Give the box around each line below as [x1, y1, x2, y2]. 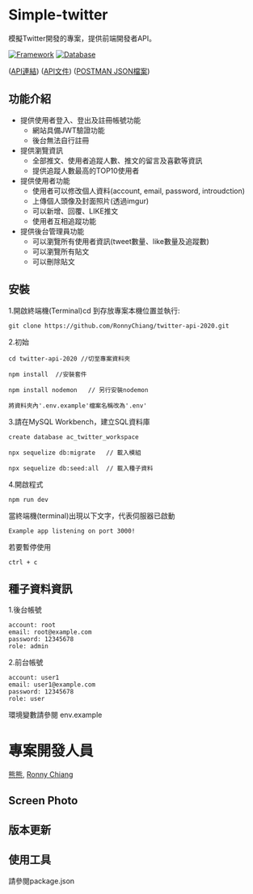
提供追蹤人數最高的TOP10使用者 [32, 166, 140, 175]
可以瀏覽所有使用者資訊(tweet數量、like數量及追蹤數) [32, 236, 210, 246]
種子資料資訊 [8, 582, 73, 596]
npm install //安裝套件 [8, 370, 87, 378]
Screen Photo [8, 794, 78, 808]
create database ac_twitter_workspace [8, 432, 139, 441]
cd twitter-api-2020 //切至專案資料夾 [8, 354, 131, 363]
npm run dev [8, 495, 48, 504]
